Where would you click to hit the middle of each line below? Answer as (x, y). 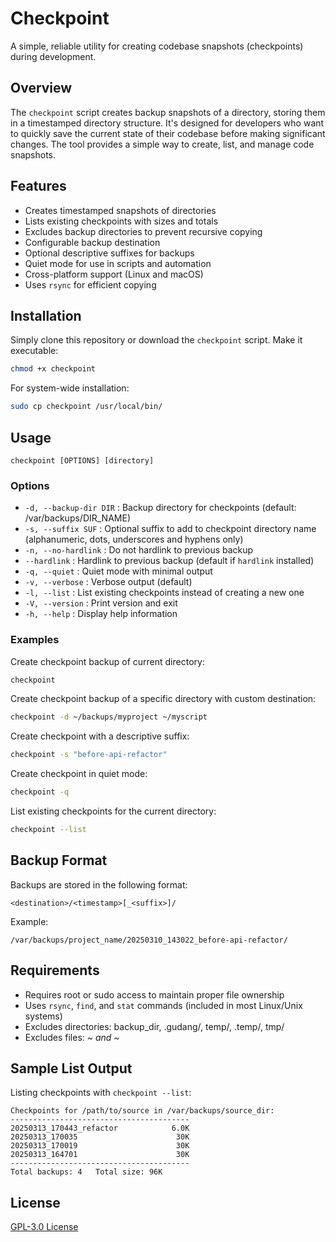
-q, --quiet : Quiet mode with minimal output (118, 571)
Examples (35, 640)
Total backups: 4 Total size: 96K (86, 1172)
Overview (41, 88)
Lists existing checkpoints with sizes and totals (121, 221)
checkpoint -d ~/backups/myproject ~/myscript (109, 717)
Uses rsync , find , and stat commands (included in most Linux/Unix (163, 1005)
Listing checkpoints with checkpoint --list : (101, 1093)
